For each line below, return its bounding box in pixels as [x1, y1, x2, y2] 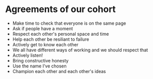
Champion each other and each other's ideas [12, 68, 106, 74]
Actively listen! [12, 52, 43, 58]
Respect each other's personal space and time [12, 31, 109, 37]
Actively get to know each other [12, 41, 79, 47]
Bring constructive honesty [12, 57, 69, 63]
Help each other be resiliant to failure [12, 36, 89, 42]
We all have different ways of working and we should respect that [12, 47, 148, 53]
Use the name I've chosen [12, 63, 67, 69]
